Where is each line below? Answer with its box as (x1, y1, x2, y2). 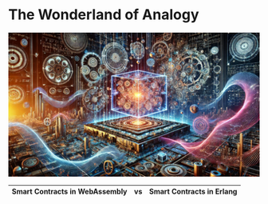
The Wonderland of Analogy (8, 6, 199, 24)
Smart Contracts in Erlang (148, 186, 238, 197)
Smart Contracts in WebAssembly (11, 186, 128, 197)
